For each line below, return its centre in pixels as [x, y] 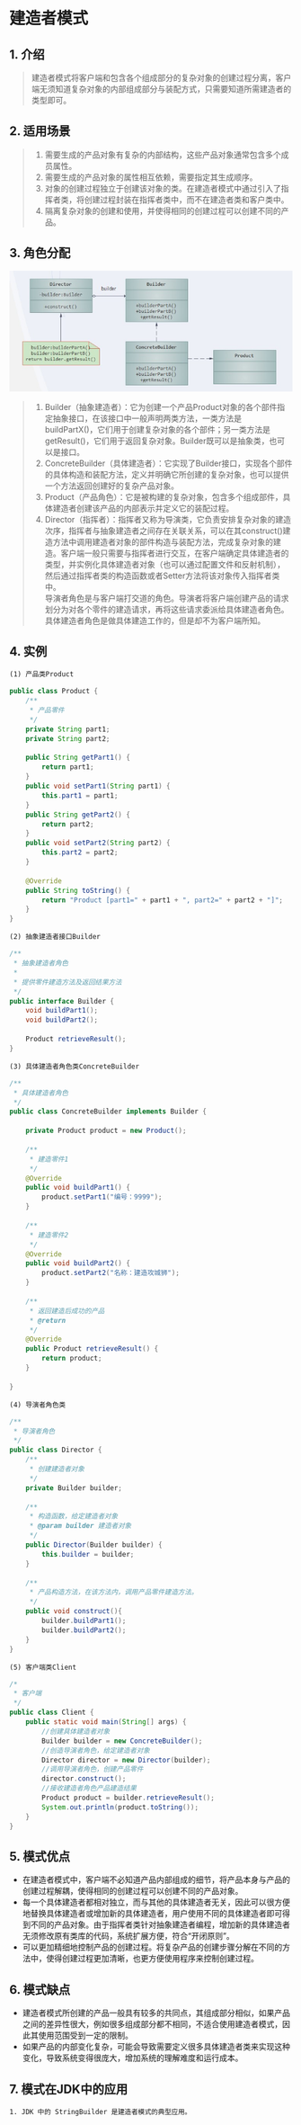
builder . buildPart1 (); [84, 1621]
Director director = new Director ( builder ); [126, 1760]
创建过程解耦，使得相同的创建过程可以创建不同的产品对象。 [133, 1891]
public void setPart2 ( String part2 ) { [98, 843]
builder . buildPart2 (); [84, 1630]
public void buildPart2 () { [78, 1263]
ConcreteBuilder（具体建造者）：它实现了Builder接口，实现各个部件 [168, 463]
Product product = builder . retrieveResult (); [128, 1798]
